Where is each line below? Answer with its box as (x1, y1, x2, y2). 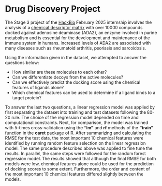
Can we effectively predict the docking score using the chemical (12, 79, 141, 85)
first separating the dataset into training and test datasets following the (5, 109, 146, 115)
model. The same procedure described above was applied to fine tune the (5, 145, 153, 151)
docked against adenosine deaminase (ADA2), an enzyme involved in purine (5, 30, 157, 35)
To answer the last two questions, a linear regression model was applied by (5, 104, 155, 110)
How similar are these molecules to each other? (12, 69, 107, 75)
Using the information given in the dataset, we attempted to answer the (5, 54, 147, 60)
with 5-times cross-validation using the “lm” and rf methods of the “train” (5, 124, 154, 130)
